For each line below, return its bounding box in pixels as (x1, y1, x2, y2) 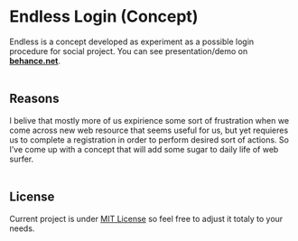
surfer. (9, 153, 34, 164)
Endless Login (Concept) (9, 6, 199, 27)
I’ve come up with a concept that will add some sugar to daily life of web (9, 144, 279, 154)
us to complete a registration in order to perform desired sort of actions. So (9, 134, 289, 145)
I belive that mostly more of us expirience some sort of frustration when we (9, 115, 290, 125)
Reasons (9, 91, 60, 107)
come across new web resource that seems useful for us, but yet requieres (9, 125, 289, 135)
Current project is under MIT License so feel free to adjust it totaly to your (9, 213, 284, 224)
